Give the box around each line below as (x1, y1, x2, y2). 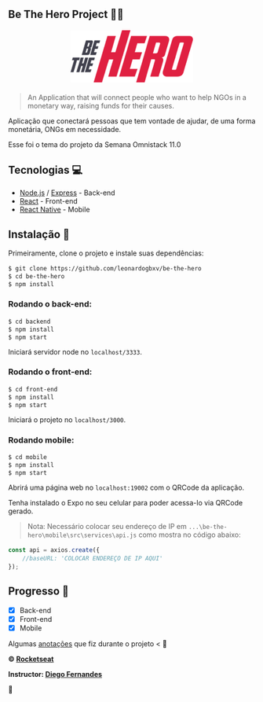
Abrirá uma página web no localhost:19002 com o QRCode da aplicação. (8, 483, 245, 492)
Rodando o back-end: (8, 299, 93, 310)
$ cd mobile (8, 454, 47, 461)
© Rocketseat (8, 654, 54, 663)
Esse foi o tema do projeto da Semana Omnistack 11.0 (8, 139, 181, 149)
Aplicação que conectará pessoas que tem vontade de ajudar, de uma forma (8, 116, 256, 126)
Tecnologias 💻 (8, 163, 83, 177)
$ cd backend (8, 318, 51, 325)
